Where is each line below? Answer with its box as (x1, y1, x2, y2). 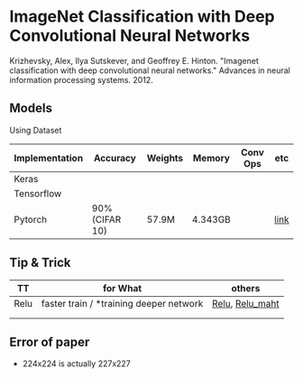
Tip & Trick (9, 255, 71, 271)
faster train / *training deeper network (41, 297, 204, 309)
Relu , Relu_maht (211, 297, 280, 309)
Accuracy (93, 152, 137, 164)
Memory (192, 152, 230, 164)
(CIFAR (91, 213, 122, 226)
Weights (146, 152, 184, 164)
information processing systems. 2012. (9, 74, 153, 85)
